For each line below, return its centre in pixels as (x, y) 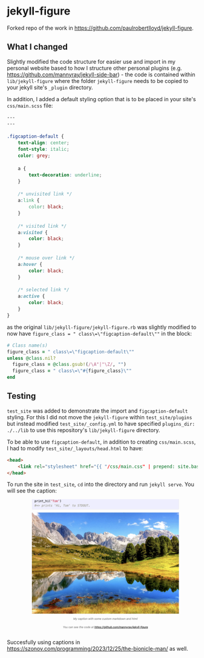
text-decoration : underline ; (65, 175)
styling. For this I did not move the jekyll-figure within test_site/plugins (100, 417)
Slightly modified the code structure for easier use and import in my (91, 61)
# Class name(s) (27, 345)
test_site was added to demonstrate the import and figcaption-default (97, 411)
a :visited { (33, 232)
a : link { (29, 201)
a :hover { (30, 264)
